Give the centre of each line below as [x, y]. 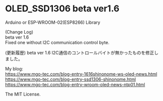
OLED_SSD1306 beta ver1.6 [62, 9]
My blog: [14, 69]
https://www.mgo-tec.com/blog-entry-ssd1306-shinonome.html [71, 79]
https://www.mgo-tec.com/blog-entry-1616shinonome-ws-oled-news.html [81, 74]
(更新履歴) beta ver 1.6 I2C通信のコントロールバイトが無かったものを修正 [80, 52]
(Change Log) [19, 32]
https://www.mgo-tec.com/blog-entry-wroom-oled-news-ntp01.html [75, 84]
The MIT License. [23, 94]
